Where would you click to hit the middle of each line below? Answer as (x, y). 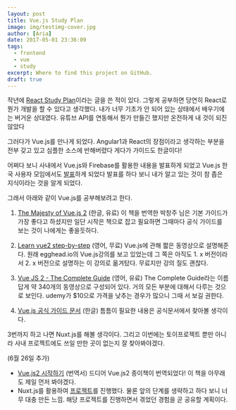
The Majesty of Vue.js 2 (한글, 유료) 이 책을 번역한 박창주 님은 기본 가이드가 (123, 213)
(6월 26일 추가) (29, 358)
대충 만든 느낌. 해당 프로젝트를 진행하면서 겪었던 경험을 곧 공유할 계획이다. (126, 399)
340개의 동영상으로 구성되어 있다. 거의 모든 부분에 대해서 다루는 (126, 287)
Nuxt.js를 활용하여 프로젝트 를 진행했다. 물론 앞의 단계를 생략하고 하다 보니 (119, 391)
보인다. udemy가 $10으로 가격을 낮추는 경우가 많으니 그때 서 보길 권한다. (124, 296)
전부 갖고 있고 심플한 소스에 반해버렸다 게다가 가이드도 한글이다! (95, 150)
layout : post (26, 14)
